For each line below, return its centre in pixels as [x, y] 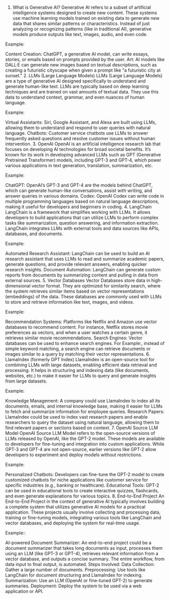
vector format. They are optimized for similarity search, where [96, 286]
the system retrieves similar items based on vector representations [75, 291]
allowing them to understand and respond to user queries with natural [78, 128]
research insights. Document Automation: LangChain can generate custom [83, 270]
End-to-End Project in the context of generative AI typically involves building [85, 501]
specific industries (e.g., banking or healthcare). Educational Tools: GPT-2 [82, 485]
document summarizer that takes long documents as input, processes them [84, 548]
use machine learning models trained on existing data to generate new [86, 18]
